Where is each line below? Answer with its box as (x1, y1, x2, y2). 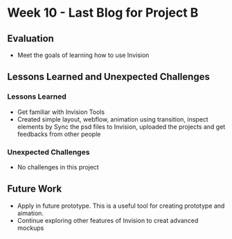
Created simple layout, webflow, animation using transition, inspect (17, 115, 209, 123)
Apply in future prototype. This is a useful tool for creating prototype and (17, 201, 225, 210)
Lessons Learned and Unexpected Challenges (7, 71, 210, 83)
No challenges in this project (17, 163, 99, 171)
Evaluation (7, 33, 54, 44)
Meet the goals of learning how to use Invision (17, 51, 150, 59)
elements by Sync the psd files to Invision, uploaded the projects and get (17, 122, 226, 131)
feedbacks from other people (17, 130, 101, 138)
